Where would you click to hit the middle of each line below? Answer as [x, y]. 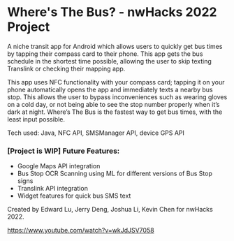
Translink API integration [53, 189]
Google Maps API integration [59, 166]
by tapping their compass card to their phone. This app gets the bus [105, 54]
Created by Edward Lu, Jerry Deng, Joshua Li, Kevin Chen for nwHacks [110, 210]
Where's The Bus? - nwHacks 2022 [112, 12]
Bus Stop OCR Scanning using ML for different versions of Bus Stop [115, 174]
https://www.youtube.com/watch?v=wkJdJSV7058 [81, 231]
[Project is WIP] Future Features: [64, 151]
